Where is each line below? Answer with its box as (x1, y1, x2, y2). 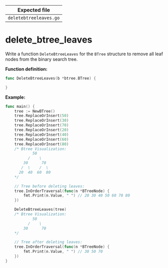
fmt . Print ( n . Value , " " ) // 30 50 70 (23, 249, 103, 254)
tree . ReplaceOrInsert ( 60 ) (14, 137, 69, 142)
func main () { (5, 104, 35, 109)
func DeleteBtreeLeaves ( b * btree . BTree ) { (5, 75, 96, 81)
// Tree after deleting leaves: (14, 240, 82, 245)
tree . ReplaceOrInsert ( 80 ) (14, 141, 69, 146)
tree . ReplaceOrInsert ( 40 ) (14, 132, 69, 137)
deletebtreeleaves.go (8, 15, 60, 21)
